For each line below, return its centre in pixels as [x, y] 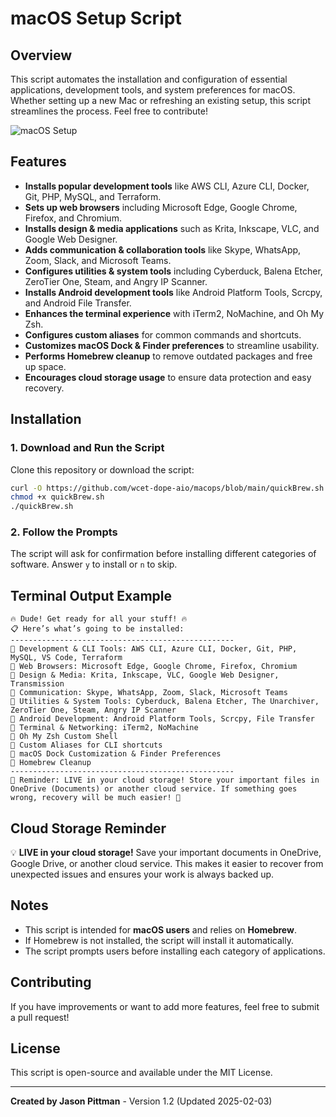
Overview [41, 55]
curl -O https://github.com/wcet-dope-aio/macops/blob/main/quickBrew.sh [167, 488]
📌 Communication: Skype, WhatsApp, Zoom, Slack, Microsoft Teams [149, 693]
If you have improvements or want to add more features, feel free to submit [165, 1006]
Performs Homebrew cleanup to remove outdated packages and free [168, 356]
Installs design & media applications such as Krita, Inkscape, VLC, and [172, 228]
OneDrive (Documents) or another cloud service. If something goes [154, 789]
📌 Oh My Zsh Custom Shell [64, 737]
